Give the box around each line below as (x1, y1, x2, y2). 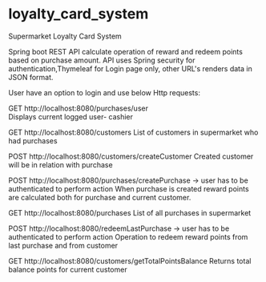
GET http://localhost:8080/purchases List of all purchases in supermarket (8, 207, 252, 217)
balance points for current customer (8, 264, 127, 274)
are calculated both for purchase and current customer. (8, 192, 191, 202)
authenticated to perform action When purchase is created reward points (8, 183, 250, 193)
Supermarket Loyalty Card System (8, 31, 122, 41)
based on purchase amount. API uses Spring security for (8, 55, 195, 65)
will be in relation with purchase (8, 159, 114, 169)
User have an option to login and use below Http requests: (8, 87, 200, 97)
